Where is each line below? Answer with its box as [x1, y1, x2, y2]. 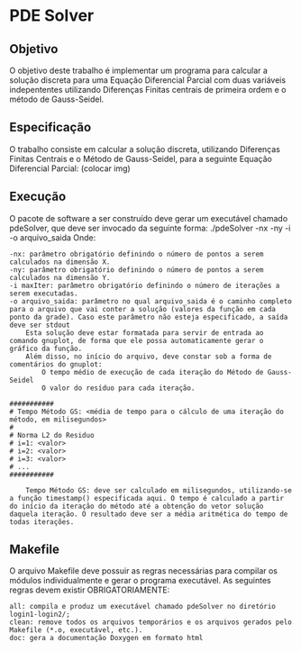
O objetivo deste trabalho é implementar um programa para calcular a [9, 65, 269, 76]
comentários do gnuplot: [9, 359, 103, 369]
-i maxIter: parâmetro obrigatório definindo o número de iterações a [9, 281, 280, 290]
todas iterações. [9, 517, 75, 527]
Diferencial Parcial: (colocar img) [9, 163, 131, 174]
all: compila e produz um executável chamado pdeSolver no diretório [9, 602, 277, 611]
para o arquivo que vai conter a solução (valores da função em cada [9, 304, 277, 313]
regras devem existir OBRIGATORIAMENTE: [9, 584, 170, 595]
